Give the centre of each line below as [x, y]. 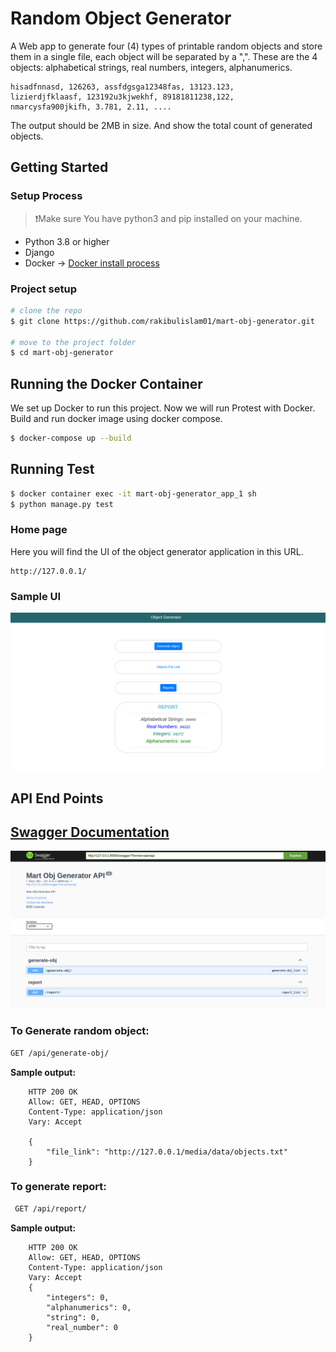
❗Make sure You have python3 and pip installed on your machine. [168, 218]
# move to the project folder [73, 342]
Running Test [52, 469]
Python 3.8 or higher [67, 241]
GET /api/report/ [50, 1208]
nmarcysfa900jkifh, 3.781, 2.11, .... [91, 107]
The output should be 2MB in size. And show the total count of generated [161, 125]
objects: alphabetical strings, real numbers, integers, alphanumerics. [151, 67]
